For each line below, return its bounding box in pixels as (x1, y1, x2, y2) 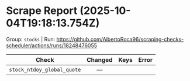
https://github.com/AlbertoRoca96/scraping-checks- (56, 36, 184, 43)
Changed (87, 55, 113, 64)
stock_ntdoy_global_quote (9, 66, 81, 73)
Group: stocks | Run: (6, 36, 56, 43)
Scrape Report (6, 4, 78, 17)
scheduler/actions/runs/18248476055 (6, 42, 98, 49)
